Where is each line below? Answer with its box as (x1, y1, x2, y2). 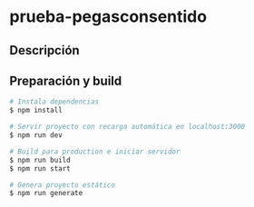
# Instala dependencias (9, 97, 100, 106)
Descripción (9, 43, 80, 58)
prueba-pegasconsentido (9, 6, 207, 27)
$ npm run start (9, 163, 71, 173)
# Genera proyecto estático (9, 180, 116, 190)
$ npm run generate (9, 189, 83, 198)
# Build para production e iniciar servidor (9, 147, 181, 156)
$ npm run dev (9, 131, 63, 140)
